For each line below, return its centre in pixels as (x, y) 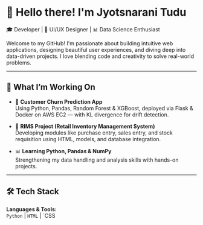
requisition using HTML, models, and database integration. (88, 139)
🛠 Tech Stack (33, 192)
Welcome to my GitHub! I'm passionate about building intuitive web (90, 43)
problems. (19, 62)
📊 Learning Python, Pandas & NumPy (63, 151)
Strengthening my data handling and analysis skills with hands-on (97, 160)
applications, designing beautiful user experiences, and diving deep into (96, 49)
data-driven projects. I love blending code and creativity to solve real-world (100, 56)
